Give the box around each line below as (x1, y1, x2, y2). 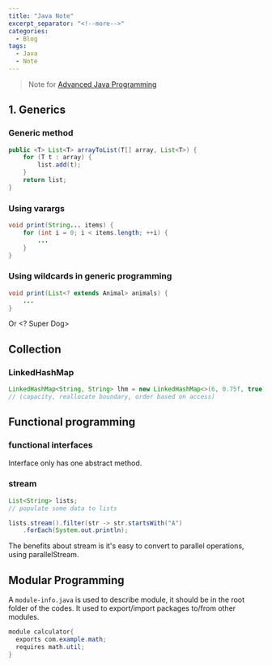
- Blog (15, 34, 38, 43)
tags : (8, 42, 27, 50)
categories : (8, 27, 49, 35)
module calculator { (8, 628, 74, 636)
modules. (8, 612, 40, 622)
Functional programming (8, 415, 136, 429)
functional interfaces (8, 439, 93, 451)
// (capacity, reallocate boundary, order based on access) (8, 392, 216, 400)
